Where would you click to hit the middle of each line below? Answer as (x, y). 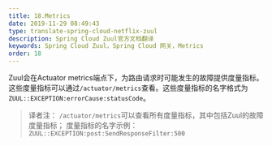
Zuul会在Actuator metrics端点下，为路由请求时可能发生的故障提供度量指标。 (136, 77)
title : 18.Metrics (39, 16)
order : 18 (25, 54)
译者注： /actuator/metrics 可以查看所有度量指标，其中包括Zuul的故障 (146, 115)
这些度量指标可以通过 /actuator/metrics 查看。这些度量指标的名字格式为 (128, 88)
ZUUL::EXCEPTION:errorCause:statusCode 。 (79, 98)
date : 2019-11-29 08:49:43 (54, 24)
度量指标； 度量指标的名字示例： (83, 125)
